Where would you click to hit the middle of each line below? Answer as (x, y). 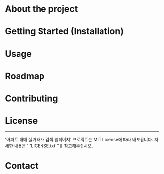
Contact (22, 166)
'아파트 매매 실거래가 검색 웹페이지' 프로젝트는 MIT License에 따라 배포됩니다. (79, 139)
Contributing (31, 98)
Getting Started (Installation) (64, 32)
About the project (41, 9)
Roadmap (25, 76)
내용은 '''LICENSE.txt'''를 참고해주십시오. (53, 146)
